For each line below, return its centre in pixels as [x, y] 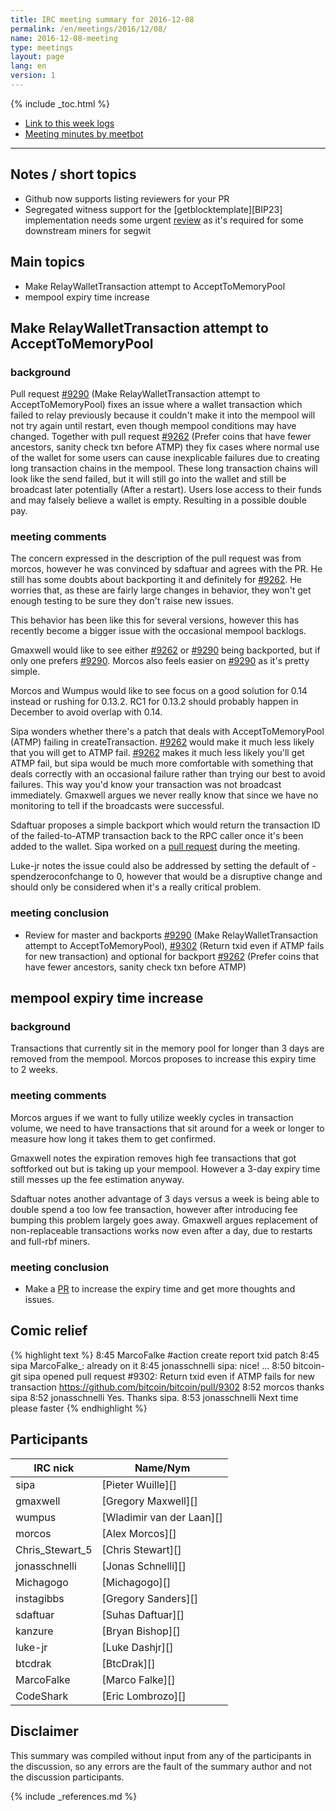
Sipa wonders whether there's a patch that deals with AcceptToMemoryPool [167, 732]
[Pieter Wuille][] [139, 1484]
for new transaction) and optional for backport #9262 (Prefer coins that [172, 956]
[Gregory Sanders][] [149, 1598]
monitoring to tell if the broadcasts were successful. [117, 806]
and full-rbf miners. [50, 1241]
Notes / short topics [73, 174]
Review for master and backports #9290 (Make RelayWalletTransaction [171, 935]
